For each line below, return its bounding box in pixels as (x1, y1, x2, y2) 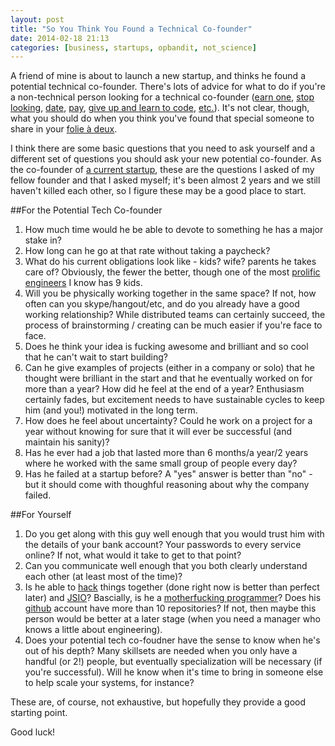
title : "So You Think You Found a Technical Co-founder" (10, 24, 253, 34)
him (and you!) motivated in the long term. (24, 404, 198, 416)
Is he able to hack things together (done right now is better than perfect (24, 581, 320, 593)
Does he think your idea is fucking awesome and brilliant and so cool (24, 341, 309, 353)
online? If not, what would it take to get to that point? (24, 549, 242, 561)
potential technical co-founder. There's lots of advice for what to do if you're (10, 81, 326, 93)
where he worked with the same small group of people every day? (24, 457, 298, 470)
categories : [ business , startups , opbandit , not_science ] (10, 42, 257, 53)
